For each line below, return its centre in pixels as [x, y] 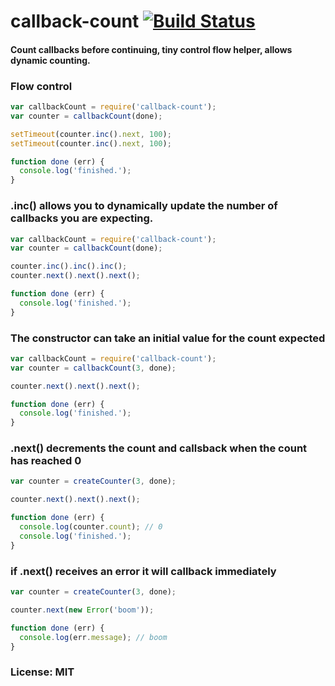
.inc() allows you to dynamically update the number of [144, 206]
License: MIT [42, 672]
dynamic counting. [50, 60]
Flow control [41, 86]
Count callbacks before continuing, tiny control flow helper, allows [151, 49]
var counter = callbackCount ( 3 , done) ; [93, 368]
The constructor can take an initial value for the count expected [168, 338]
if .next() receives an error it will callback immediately [143, 571]
